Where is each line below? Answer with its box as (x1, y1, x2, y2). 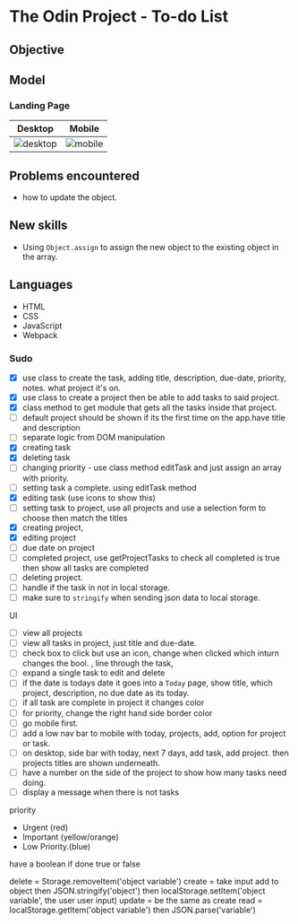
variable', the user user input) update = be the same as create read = (9, 894, 263, 905)
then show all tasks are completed (21, 562, 149, 573)
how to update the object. (21, 192, 118, 203)
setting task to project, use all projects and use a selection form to (21, 502, 267, 513)
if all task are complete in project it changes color (21, 697, 205, 708)
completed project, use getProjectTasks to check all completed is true (21, 552, 280, 562)
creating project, (21, 522, 83, 533)
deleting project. (21, 571, 83, 582)
